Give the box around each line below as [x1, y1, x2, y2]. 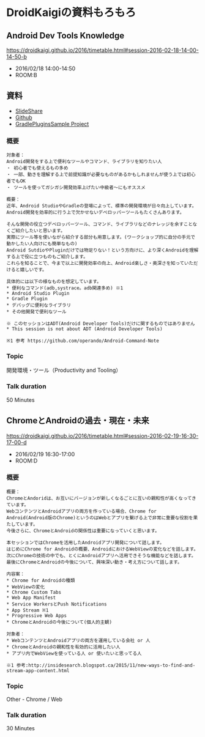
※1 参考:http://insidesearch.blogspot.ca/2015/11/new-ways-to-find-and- [6, 662, 196, 668]
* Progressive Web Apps [6, 612, 67, 618]
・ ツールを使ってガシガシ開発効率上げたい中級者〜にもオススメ [6, 185, 146, 191]
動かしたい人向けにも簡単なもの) [6, 241, 78, 247]
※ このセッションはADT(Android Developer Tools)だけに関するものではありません [6, 320, 195, 327]
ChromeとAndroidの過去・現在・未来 [6, 415, 150, 426]
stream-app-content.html [6, 667, 70, 673]
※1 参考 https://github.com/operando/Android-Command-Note [6, 338, 159, 344]
